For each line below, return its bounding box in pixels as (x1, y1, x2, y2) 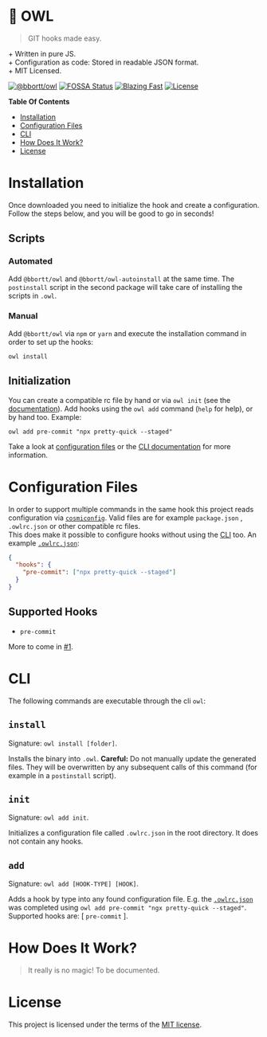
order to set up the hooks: (8, 337, 94, 346)
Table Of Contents (8, 96, 70, 106)
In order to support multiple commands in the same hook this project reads (8, 504, 254, 514)
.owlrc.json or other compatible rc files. (8, 521, 141, 530)
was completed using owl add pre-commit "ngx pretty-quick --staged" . (8, 903, 247, 913)
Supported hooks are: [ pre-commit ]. (8, 911, 129, 921)
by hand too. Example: (8, 412, 82, 421)
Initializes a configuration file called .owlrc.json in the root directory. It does (8, 828, 259, 838)
